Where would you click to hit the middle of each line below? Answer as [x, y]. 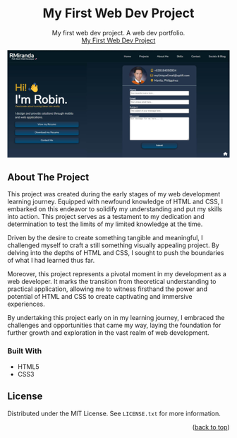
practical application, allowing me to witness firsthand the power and [108, 289]
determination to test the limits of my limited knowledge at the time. [105, 224]
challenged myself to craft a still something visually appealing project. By [114, 245]
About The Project [48, 177]
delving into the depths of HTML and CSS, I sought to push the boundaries [116, 253]
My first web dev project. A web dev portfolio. [119, 32]
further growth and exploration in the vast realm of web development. [108, 333]
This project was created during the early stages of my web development [114, 194]
